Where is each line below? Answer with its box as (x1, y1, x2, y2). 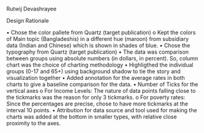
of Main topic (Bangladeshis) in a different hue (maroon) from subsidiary (6, 35, 189, 42)
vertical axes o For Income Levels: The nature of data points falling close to (6, 87, 196, 94)
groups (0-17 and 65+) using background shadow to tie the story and (6, 68, 181, 75)
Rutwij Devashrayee (6, 5, 57, 12)
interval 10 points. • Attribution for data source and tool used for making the (6, 107, 197, 113)
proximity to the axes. (6, 120, 61, 127)
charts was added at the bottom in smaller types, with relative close (6, 113, 177, 120)
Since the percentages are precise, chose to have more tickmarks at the (6, 100, 189, 107)
